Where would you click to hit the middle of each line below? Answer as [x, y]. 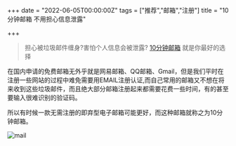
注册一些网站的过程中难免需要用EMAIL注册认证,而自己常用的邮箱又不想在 [113, 80]
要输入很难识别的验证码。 [44, 98]
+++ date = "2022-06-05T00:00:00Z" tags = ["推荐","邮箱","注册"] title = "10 [118, 10]
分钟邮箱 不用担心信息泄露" [47, 19]
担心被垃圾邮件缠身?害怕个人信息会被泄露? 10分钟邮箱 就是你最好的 [122, 47]
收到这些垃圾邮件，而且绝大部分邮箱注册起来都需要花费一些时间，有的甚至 [121, 89]
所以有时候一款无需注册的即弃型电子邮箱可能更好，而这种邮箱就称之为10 [112, 112]
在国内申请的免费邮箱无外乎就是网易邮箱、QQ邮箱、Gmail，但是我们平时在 [116, 71]
